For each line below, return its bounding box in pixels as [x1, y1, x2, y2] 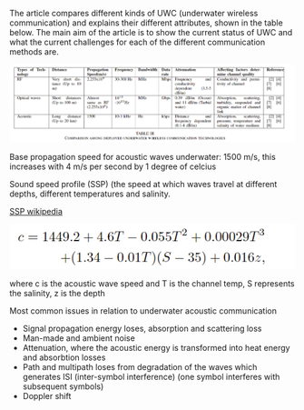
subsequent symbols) [22, 381, 104, 392]
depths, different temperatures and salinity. [9, 188, 171, 199]
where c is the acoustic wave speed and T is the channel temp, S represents [9, 277, 295, 289]
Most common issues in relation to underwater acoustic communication [9, 305, 277, 316]
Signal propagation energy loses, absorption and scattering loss [22, 323, 262, 334]
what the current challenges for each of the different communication [9, 36, 266, 47]
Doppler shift [22, 390, 72, 401]
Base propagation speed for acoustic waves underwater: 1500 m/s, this [9, 151, 277, 162]
